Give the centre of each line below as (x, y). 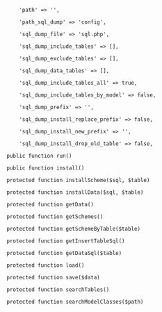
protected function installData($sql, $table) (75, 192)
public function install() (46, 168)
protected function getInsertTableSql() (66, 241)
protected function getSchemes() (55, 217)
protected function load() (46, 265)
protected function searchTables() (58, 290)
